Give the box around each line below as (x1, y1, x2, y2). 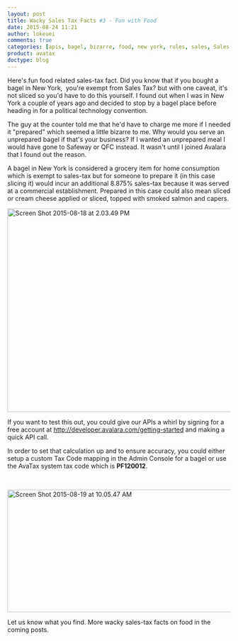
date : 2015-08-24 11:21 (7, 23, 78, 31)
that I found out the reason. (7, 150, 87, 158)
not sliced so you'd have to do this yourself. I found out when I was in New (7, 91, 225, 99)
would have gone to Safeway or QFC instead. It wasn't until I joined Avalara (7, 143, 227, 151)
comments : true (7, 37, 52, 44)
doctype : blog (7, 57, 50, 64)
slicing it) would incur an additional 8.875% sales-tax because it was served (7, 179, 229, 187)
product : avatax (7, 50, 55, 57)
